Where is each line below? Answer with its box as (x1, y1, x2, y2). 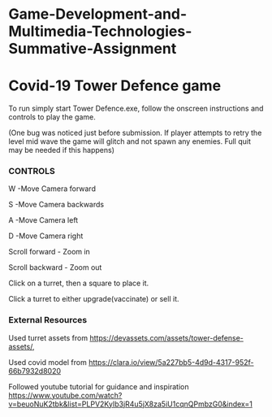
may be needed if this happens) (8, 146, 115, 155)
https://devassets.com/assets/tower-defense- (89, 332, 244, 342)
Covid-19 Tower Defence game (8, 76, 222, 95)
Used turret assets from (8, 332, 88, 342)
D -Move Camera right (8, 231, 84, 241)
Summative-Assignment (8, 40, 177, 58)
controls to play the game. (8, 112, 96, 122)
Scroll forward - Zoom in (8, 247, 91, 257)
